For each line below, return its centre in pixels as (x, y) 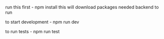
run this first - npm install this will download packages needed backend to (82, 7)
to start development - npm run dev (42, 22)
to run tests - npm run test (33, 31)
